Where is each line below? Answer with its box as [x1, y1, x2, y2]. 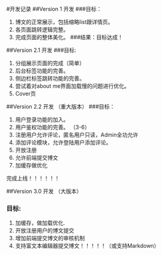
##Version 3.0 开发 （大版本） [6, 188, 82, 195]
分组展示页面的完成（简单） [15, 60, 85, 66]
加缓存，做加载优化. [15, 219, 65, 227]
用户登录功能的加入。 [15, 116, 69, 123]
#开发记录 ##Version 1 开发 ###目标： [6, 5, 102, 12]
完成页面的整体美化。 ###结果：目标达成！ [15, 34, 124, 41]
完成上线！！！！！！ [6, 174, 60, 182]
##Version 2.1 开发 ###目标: [6, 46, 77, 54]
